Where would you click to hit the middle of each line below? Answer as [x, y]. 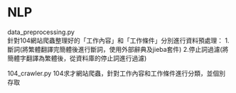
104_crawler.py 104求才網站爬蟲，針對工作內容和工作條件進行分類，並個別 [117, 73]
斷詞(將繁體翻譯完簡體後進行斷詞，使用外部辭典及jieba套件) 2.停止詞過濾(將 [118, 49]
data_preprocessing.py [41, 32]
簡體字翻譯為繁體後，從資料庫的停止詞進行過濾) [77, 58]
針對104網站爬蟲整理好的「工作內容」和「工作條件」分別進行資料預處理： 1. [118, 40]
